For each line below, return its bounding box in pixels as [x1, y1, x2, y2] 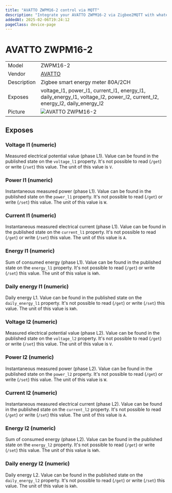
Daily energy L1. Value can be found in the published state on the [5, 295, 142, 301]
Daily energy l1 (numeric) [5, 283, 69, 290]
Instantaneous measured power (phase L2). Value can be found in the [5, 366, 153, 372]
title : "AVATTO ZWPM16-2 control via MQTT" [5, 7, 100, 13]
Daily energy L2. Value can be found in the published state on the [5, 471, 143, 478]
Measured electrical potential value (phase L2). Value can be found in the [5, 330, 160, 336]
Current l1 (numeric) [5, 212, 56, 219]
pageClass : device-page [5, 22, 56, 27]
